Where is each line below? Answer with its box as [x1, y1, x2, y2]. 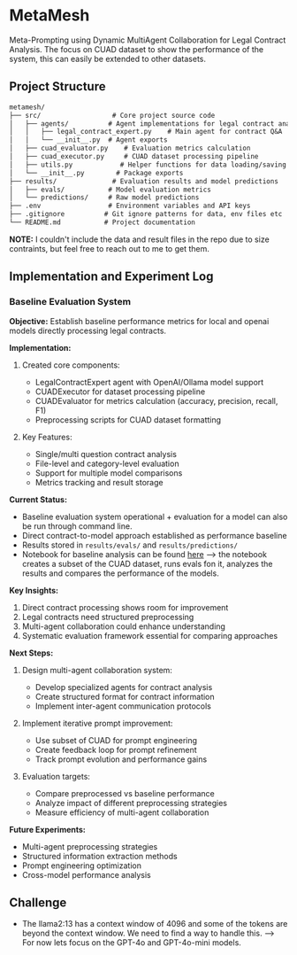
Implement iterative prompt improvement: [21, 718, 173, 728]
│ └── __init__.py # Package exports [9, 168, 184, 177]
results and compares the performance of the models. [21, 568, 219, 578]
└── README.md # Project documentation [9, 218, 196, 227]
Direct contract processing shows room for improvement [21, 602, 229, 612]
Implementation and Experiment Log [9, 269, 214, 284]
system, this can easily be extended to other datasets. [9, 53, 206, 64]
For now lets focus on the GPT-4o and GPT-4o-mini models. [21, 937, 241, 948]
